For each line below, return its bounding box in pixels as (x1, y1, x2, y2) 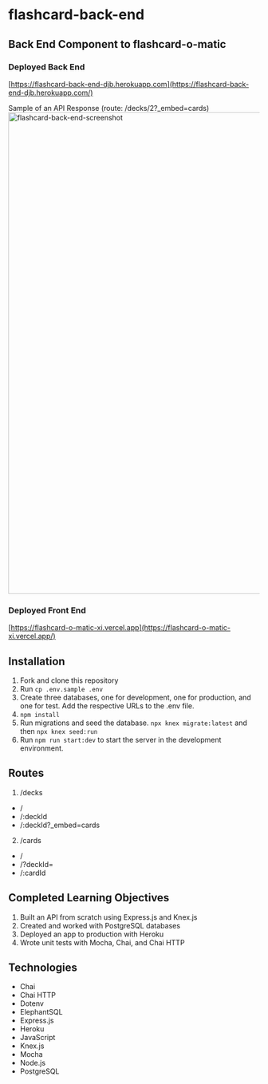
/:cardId (19, 868, 46, 877)
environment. (19, 743, 64, 753)
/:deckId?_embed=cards (19, 820, 100, 830)
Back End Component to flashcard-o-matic (8, 37, 227, 51)
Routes (8, 767, 45, 780)
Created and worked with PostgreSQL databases (19, 920, 181, 930)
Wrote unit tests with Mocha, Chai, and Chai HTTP (19, 937, 185, 947)
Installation (8, 654, 65, 668)
